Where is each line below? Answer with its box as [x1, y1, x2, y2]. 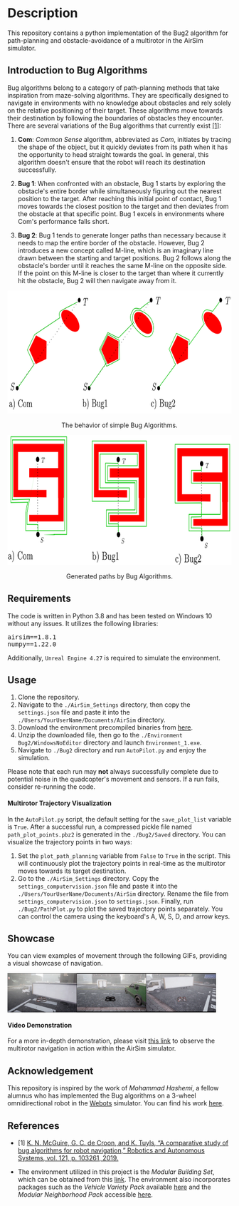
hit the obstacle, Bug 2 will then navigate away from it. [17, 276, 177, 285]
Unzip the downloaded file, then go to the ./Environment [17, 731, 183, 740]
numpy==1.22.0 [7, 640, 57, 648]
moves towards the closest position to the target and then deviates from [17, 202, 229, 210]
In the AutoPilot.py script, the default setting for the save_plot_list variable [7, 814, 232, 823]
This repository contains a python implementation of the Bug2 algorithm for [7, 29, 228, 37]
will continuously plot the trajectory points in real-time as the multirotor [17, 859, 226, 867]
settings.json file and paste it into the [17, 708, 130, 717]
